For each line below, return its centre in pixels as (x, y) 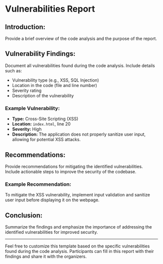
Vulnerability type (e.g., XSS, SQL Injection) (56, 80)
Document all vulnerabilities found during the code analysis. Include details (80, 65)
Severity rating (27, 90)
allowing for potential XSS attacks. (46, 140)
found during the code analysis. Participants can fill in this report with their (80, 251)
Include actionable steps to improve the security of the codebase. (71, 172)
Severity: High (27, 129)
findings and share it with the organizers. (46, 257)
